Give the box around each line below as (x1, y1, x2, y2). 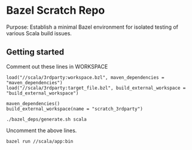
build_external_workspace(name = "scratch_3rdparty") (6, 106, 144, 112)
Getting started (6, 47, 65, 57)
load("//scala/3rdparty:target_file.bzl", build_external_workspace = (6, 85, 186, 91)
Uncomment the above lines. (6, 127, 77, 134)
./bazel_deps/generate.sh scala (6, 116, 87, 123)
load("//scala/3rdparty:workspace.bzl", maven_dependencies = (6, 74, 164, 81)
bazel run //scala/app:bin (6, 138, 74, 144)
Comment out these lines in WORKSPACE (6, 63, 108, 70)
